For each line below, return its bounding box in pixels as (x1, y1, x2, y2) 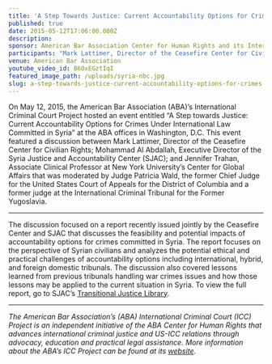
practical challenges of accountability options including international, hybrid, (8, 254, 264, 264)
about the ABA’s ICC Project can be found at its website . (8, 345, 197, 356)
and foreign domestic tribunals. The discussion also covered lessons (8, 262, 237, 272)
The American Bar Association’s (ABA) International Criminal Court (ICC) (8, 311, 252, 321)
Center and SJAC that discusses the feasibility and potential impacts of (8, 228, 245, 238)
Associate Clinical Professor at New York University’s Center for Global (8, 162, 245, 171)
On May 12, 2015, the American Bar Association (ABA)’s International (8, 102, 236, 112)
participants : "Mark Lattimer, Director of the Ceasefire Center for (8, 49, 249, 57)
